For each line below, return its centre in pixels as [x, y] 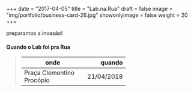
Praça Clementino [49, 73]
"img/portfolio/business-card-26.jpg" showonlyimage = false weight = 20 [97, 15]
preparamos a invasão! [35, 33]
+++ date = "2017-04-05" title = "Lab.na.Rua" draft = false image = [89, 9]
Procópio [37, 81]
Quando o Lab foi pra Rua [38, 47]
